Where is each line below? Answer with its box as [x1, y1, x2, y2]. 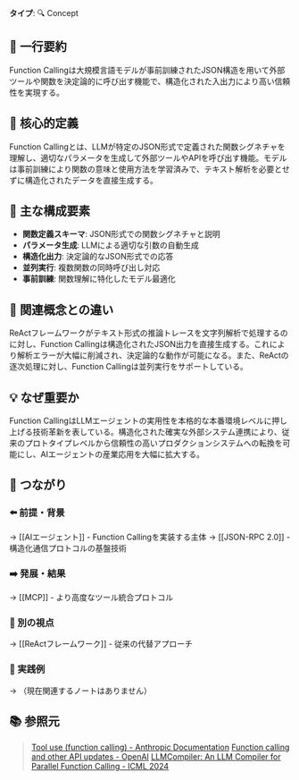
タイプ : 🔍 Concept [9, 8, 79, 18]
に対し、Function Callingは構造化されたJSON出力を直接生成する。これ [9, 339, 270, 350]
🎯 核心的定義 [9, 115, 79, 131]
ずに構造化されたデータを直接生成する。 [9, 174, 158, 185]
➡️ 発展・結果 [9, 567, 66, 580]
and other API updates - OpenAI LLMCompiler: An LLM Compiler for [30, 751, 281, 762]
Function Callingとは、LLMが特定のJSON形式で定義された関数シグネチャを [9, 141, 286, 152]
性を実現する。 [9, 87, 64, 97]
